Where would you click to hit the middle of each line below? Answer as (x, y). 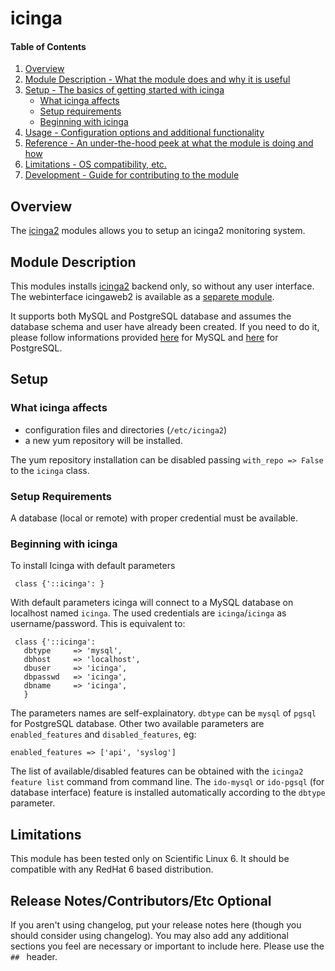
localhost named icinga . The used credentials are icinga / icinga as (148, 613)
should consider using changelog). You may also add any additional (149, 935)
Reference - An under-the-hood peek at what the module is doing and (169, 143)
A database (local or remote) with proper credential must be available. (154, 518)
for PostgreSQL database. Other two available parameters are (137, 724)
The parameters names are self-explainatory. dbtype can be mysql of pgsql (163, 713)
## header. (34, 956)
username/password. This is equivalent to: (98, 624)
